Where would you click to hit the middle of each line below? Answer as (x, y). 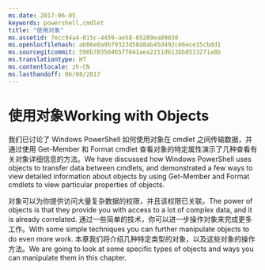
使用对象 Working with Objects (109, 116)
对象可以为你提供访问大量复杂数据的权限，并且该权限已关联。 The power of (131, 201)
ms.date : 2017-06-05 (42, 15)
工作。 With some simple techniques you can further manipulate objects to (129, 229)
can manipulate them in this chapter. (67, 257)
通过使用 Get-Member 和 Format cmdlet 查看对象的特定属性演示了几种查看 (129, 149)
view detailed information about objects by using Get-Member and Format (129, 176)
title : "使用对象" (36, 30)
